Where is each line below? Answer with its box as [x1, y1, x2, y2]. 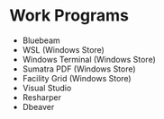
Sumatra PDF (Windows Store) [22, 64, 137, 74]
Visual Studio [22, 82, 72, 93]
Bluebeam [22, 35, 60, 46]
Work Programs [9, 5, 129, 26]
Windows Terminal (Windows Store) [22, 54, 156, 64]
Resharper [22, 91, 61, 103]
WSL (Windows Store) [22, 44, 105, 55]
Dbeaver [22, 101, 55, 112]
